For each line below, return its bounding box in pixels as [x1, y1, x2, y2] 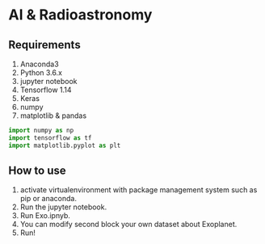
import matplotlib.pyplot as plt [8, 141, 121, 149]
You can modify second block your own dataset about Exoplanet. [19, 220, 238, 229]
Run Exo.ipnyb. [19, 211, 71, 221]
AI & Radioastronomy [8, 6, 153, 24]
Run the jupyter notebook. [19, 202, 107, 212]
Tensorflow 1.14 [19, 85, 72, 95]
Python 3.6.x [19, 68, 63, 78]
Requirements [8, 38, 81, 52]
